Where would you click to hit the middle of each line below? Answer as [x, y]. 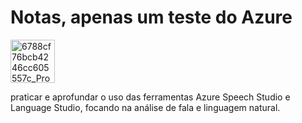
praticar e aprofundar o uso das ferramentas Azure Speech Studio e [150, 97]
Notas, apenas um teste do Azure [151, 17]
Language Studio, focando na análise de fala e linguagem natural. [145, 107]
